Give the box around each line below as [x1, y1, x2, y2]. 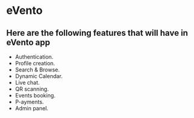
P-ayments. [15, 98, 44, 105]
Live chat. [15, 79, 40, 86]
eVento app [6, 37, 50, 47]
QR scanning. [15, 85, 49, 93]
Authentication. [15, 53, 53, 61]
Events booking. [15, 92, 56, 99]
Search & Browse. [15, 66, 60, 73]
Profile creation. [15, 60, 56, 67]
